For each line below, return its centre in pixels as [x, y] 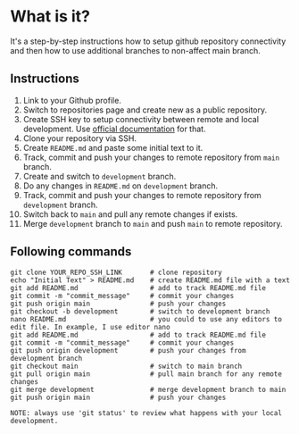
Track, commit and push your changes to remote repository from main [151, 157]
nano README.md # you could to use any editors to [146, 319]
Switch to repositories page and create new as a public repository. [145, 110]
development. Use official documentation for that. [114, 129]
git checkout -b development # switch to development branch [140, 311]
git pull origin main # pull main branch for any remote [146, 374]
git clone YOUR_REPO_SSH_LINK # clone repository [116, 272]
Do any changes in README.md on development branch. [120, 186]
